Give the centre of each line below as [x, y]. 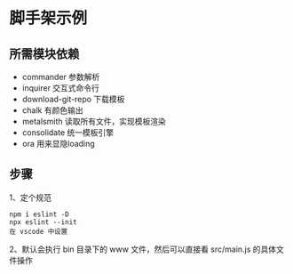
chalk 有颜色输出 [52, 110]
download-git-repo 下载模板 [73, 99]
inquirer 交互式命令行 [61, 88]
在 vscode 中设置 [39, 231]
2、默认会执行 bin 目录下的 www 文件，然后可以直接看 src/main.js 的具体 [143, 249]
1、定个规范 [30, 197]
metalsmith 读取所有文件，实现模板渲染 [94, 121]
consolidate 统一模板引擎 [68, 133]
